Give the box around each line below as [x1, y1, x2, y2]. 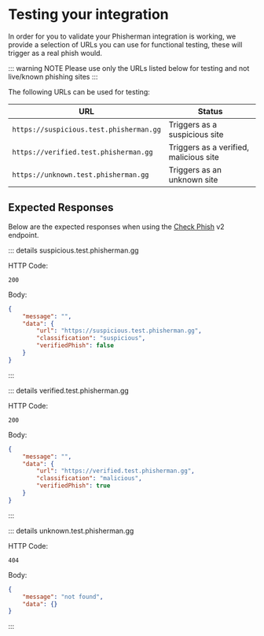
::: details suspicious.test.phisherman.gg [8, 246, 139, 255]
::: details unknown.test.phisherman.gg [8, 526, 134, 535]
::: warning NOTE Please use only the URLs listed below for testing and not [8, 63, 250, 72]
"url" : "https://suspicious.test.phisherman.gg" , [36, 327, 202, 335]
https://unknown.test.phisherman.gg [12, 170, 149, 179]
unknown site [168, 174, 218, 185]
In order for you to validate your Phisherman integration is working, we [8, 31, 236, 41]
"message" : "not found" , [22, 593, 104, 601]
